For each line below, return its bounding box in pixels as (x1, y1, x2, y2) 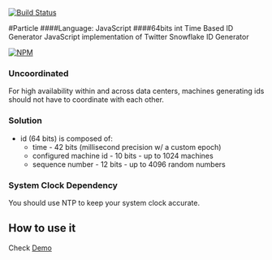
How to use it (8, 221, 76, 235)
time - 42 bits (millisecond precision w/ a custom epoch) (32, 142, 222, 151)
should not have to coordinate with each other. (8, 95, 165, 104)
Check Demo (8, 243, 53, 253)
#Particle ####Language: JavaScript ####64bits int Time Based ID (8, 23, 234, 32)
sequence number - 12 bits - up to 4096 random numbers (32, 159, 226, 169)
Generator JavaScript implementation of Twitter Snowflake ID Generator (8, 32, 249, 41)
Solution (8, 115, 43, 126)
